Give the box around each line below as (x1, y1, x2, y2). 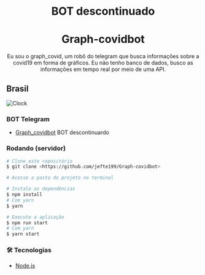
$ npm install (6, 192, 43, 198)
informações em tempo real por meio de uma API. (40, 66, 166, 73)
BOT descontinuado (51, 4, 155, 18)
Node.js (15, 262, 36, 269)
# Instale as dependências (6, 186, 75, 192)
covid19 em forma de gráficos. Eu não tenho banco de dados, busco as (13, 59, 193, 67)
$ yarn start (6, 231, 40, 237)
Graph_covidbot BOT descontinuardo (15, 129, 109, 136)
